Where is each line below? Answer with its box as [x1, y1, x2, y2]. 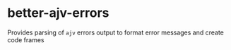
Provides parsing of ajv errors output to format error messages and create [7, 28, 225, 37]
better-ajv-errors [7, 5, 109, 21]
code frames [7, 35, 45, 44]
